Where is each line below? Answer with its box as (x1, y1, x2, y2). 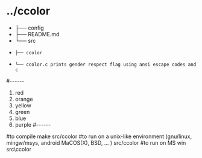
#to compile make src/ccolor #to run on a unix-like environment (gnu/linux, (6, 133, 192, 140)
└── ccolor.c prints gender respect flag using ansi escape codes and (14, 62, 197, 68)
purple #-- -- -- (14, 121, 51, 128)
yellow (14, 101, 31, 109)
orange (14, 95, 33, 103)
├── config (14, 24, 44, 31)
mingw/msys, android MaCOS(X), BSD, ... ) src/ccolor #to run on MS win (6, 139, 186, 146)
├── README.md (14, 30, 60, 37)
